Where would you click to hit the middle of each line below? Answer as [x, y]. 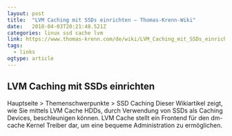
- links [25, 52]
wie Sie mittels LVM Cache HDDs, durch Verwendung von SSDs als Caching [115, 110]
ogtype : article [30, 59]
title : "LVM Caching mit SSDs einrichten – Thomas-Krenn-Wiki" [101, 20]
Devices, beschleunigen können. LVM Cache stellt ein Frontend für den [108, 117]
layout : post [26, 13]
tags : [15, 46]
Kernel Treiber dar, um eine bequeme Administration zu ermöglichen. [125, 125]
